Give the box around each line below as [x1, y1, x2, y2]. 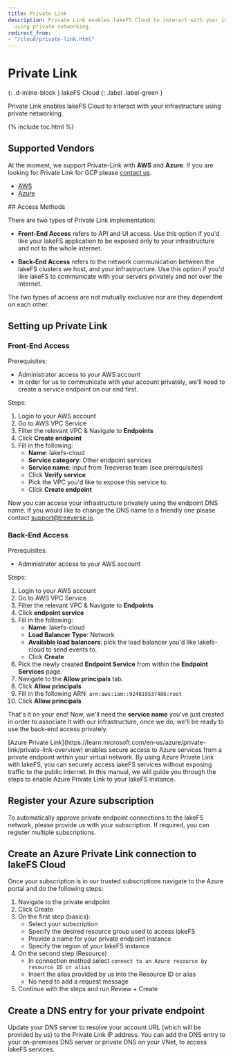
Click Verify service [28, 470, 86, 479]
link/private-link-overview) [8, 745, 84, 754]
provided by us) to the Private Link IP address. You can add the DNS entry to [8, 1031, 226, 1039]
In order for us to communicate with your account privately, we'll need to [17, 378, 225, 386]
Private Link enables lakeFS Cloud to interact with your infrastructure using [8, 102, 221, 111]
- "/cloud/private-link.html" [8, 36, 95, 43]
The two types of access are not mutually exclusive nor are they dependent [8, 293, 223, 301]
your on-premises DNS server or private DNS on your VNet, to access [8, 1038, 207, 1047]
